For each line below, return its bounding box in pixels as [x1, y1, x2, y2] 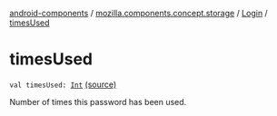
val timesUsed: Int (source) [9, 79, 117, 90]
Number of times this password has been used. [9, 96, 187, 107]
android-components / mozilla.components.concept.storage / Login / [9, 8, 268, 18]
